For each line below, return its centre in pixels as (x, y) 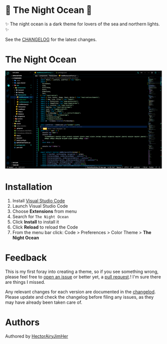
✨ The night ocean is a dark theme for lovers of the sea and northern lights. (83, 24)
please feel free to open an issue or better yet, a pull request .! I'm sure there (83, 277)
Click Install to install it (36, 222)
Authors (22, 322)
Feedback (26, 258)
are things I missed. (25, 282)
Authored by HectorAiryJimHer (37, 336)
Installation (29, 187)
